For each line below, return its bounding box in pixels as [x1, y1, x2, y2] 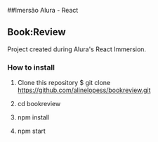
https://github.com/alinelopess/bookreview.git [17, 86, 151, 94]
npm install [17, 113, 50, 122]
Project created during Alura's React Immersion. [7, 45, 146, 53]
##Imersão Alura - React [7, 6, 79, 14]
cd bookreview [17, 100, 61, 108]
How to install [7, 63, 55, 72]
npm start [17, 127, 46, 136]
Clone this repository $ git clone [17, 79, 111, 87]
